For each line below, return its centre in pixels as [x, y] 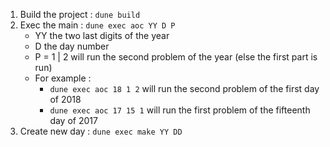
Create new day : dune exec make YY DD [101, 131]
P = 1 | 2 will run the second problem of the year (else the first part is [176, 57]
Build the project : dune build [80, 14]
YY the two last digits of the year [102, 35]
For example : [63, 78]
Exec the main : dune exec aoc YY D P [97, 25]
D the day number [72, 46]
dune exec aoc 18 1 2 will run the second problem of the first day [184, 88]
